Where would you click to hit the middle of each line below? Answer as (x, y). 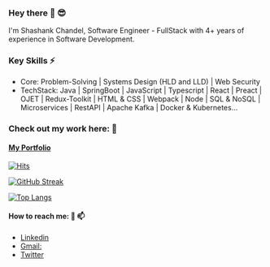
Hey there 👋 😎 (37, 13)
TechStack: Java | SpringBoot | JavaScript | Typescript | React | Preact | (141, 90)
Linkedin (35, 237)
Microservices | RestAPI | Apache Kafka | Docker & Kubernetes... (129, 107)
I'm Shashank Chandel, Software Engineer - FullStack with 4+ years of (126, 31)
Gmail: (31, 246)
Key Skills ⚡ (32, 61)
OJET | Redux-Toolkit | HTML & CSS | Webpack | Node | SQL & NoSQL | (140, 99)
